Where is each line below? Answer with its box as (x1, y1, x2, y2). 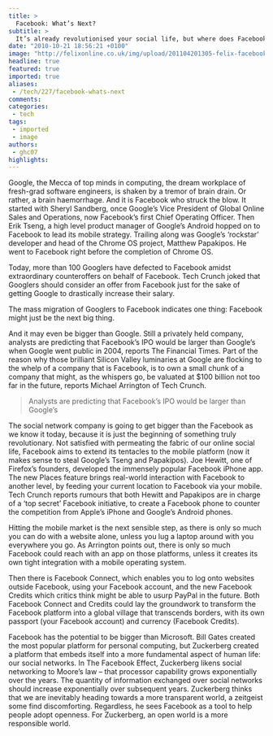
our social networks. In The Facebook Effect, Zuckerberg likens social (8, 658, 242, 668)
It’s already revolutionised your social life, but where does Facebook (15, 34, 267, 43)
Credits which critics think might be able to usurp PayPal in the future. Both (8, 590, 260, 600)
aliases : (8, 80, 38, 88)
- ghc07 (11, 148, 38, 156)
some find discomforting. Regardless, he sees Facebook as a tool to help (8, 701, 253, 712)
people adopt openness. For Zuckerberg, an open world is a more (8, 710, 229, 720)
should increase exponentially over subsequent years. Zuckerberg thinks (8, 684, 253, 694)
